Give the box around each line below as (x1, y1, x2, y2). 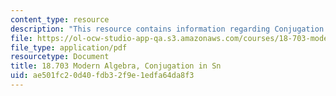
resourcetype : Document (10, 52, 110, 62)
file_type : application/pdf (10, 42, 128, 53)
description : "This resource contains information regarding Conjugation (10, 24, 325, 34)
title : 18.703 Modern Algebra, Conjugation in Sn (10, 61, 222, 71)
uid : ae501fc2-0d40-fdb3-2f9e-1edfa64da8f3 (10, 71, 195, 81)
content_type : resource (10, 14, 110, 25)
